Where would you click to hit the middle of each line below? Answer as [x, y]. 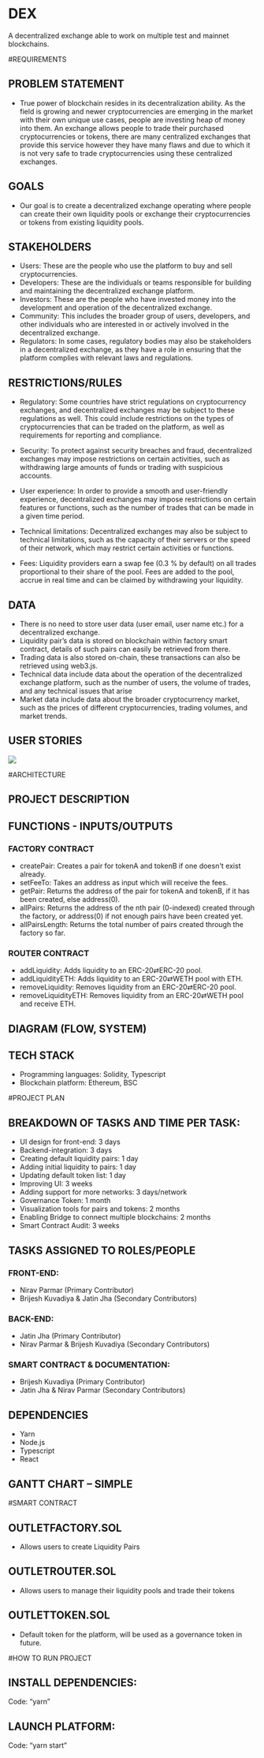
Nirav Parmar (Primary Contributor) [76, 1290]
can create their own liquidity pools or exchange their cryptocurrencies [135, 214]
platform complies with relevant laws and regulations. [106, 358]
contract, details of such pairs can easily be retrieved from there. [125, 649]
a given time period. [52, 516]
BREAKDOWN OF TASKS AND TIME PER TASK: [124, 1123]
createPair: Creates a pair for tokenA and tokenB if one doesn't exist [130, 866]
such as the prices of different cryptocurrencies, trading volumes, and [134, 708]
